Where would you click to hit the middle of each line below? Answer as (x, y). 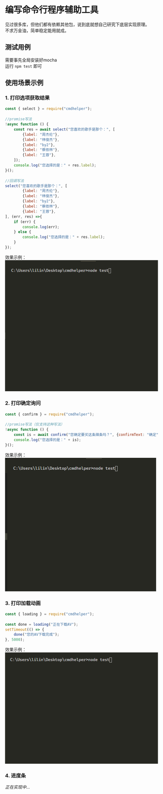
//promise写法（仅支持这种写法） (35, 424)
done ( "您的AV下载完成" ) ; (37, 635)
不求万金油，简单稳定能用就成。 (37, 30)
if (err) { (25, 222)
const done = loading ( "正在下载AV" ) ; (42, 624)
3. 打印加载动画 (23, 603)
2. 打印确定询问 (23, 403)
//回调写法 (15, 180)
